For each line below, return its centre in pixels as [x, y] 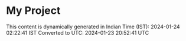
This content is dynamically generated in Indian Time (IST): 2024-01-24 [93, 27]
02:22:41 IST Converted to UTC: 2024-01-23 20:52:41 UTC [78, 32]
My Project [33, 11]
